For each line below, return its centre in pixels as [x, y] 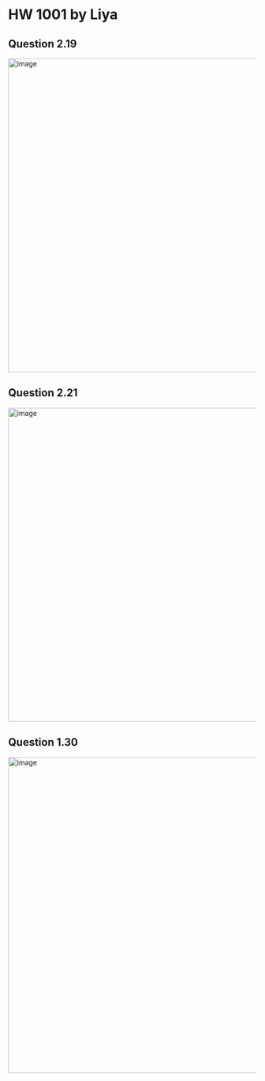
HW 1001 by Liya [63, 15]
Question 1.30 [43, 742]
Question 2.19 [43, 44]
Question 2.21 [43, 393]
